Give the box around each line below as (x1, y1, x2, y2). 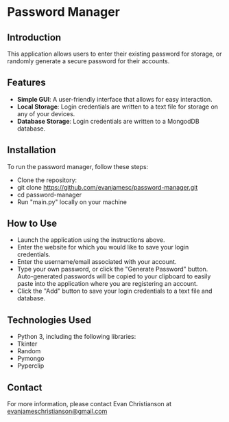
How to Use (7, 218, 58, 230)
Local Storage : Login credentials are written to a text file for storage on (16, 102, 218, 111)
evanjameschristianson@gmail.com (7, 407, 108, 416)
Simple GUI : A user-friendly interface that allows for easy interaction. (16, 95, 213, 103)
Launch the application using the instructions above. (16, 236, 165, 244)
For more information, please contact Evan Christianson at (7, 400, 171, 408)
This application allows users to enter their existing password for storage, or (7, 49, 222, 58)
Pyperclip (16, 362, 45, 370)
